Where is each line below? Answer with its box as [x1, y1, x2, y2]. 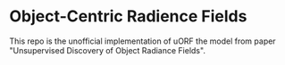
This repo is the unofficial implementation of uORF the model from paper [9, 36, 276, 46]
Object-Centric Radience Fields [9, 6, 247, 27]
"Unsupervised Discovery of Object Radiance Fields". [9, 45, 205, 55]
